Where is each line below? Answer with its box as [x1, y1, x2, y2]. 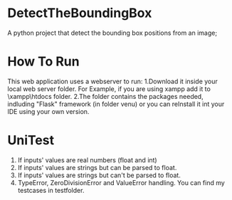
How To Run [7, 53, 80, 70]
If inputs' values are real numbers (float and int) [17, 155, 158, 164]
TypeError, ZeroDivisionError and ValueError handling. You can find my [17, 178, 226, 186]
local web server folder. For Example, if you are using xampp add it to [7, 84, 211, 93]
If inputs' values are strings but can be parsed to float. [17, 163, 177, 172]
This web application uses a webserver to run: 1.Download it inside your [7, 77, 218, 85]
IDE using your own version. [7, 107, 90, 115]
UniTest [7, 132, 55, 149]
